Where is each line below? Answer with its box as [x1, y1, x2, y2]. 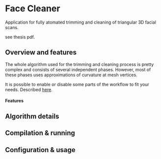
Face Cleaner [5, 3, 60, 14]
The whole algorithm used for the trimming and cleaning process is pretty [5, 61, 154, 67]
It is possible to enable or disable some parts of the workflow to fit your [5, 81, 150, 87]
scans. [5, 24, 19, 30]
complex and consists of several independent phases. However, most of [5, 66, 151, 72]
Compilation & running [5, 129, 75, 137]
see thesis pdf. [5, 34, 35, 40]
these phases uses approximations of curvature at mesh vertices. [5, 72, 137, 78]
